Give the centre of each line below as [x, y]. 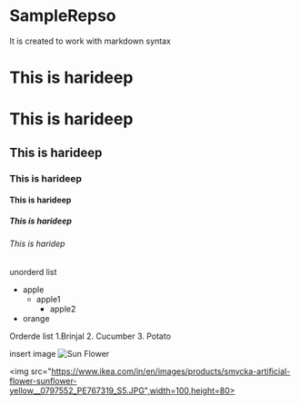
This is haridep [37, 244]
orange [36, 318]
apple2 [63, 309]
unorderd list [33, 272]
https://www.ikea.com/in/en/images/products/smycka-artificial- [171, 371]
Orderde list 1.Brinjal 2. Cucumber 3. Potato [90, 336]
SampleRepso [63, 16]
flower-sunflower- [43, 380]
